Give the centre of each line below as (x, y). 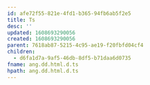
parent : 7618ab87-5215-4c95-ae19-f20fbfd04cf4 (75, 45)
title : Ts (21, 20)
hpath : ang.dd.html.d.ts (43, 71)
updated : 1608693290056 (41, 33)
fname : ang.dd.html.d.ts (43, 64)
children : (21, 52)
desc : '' (20, 26)
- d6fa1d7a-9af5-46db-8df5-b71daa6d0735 (72, 58)
